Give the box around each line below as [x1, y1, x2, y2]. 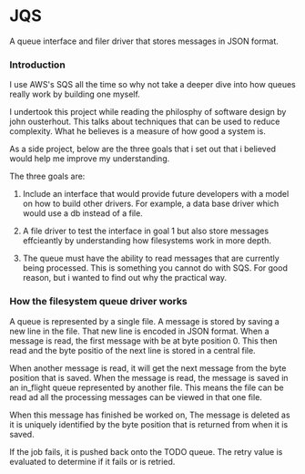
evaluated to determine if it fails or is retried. [9, 456, 176, 467]
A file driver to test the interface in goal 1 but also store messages [22, 225, 269, 237]
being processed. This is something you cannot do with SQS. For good [22, 263, 289, 273]
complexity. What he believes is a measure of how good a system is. [9, 126, 266, 137]
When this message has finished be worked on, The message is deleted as [9, 409, 290, 420]
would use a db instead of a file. [22, 208, 143, 219]
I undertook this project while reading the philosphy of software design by [9, 107, 287, 118]
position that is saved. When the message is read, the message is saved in [9, 372, 289, 383]
